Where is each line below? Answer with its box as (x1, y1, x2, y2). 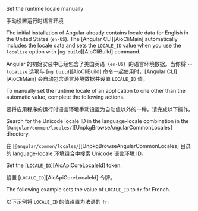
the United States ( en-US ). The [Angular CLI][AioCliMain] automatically (6, 36, 178, 42)
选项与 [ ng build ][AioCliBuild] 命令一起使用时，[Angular (29, 68, 166, 75)
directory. (6, 130, 30, 137)
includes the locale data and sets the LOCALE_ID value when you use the (6, 42, 181, 49)
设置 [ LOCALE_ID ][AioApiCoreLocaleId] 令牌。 (6, 174, 116, 181)
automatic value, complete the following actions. (6, 93, 125, 100)
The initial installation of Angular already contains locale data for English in (6, 29, 189, 36)
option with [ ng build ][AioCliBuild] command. (29, 48, 141, 55)
